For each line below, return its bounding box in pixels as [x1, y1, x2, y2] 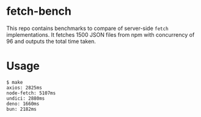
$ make [6, 79, 23, 85]
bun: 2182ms [6, 106, 37, 112]
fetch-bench [6, 4, 71, 18]
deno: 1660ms [6, 100, 40, 107]
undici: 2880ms [6, 95, 45, 102]
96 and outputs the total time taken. [6, 37, 97, 45]
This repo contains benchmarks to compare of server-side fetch [6, 25, 169, 32]
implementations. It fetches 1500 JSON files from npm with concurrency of [6, 31, 195, 38]
